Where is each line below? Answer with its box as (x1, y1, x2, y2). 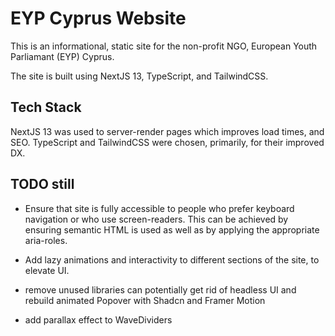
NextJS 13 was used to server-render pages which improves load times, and (10, 125, 325, 137)
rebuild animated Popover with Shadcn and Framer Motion (24, 294, 266, 306)
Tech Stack (10, 99, 82, 116)
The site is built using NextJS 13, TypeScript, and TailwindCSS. (10, 70, 269, 82)
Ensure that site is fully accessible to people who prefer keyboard (24, 202, 295, 214)
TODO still (10, 176, 75, 193)
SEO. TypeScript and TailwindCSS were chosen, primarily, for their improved (10, 136, 325, 148)
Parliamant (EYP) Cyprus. (10, 50, 115, 62)
